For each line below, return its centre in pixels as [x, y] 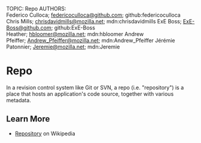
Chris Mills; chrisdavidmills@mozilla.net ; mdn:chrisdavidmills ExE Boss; [94, 21]
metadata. [19, 100]
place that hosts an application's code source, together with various [90, 94]
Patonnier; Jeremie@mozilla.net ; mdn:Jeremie [63, 47]
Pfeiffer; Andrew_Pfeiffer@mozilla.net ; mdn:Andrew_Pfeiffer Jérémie [91, 40]
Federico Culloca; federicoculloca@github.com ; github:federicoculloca [93, 15]
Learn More [28, 119]
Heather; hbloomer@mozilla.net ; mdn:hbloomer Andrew [75, 34]
